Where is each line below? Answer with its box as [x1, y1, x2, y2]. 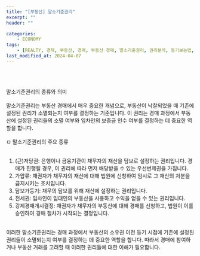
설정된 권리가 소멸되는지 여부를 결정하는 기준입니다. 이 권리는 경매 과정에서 [6, 109, 180, 117]
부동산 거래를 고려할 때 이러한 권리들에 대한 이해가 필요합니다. [17, 243, 161, 251]
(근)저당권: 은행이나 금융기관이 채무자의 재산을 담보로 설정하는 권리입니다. [14, 157, 186, 164]
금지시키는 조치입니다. [14, 179, 67, 187]
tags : [6, 42, 20, 48]
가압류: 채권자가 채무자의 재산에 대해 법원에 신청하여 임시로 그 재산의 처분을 [14, 172, 190, 179]
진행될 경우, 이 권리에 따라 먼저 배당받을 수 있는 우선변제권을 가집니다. [26, 164, 189, 172]
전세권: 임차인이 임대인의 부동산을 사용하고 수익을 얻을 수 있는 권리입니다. [14, 194, 186, 202]
